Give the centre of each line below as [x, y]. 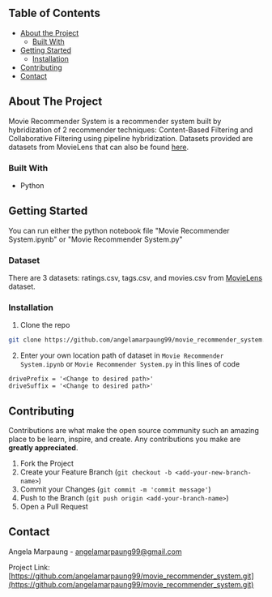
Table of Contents [55, 13]
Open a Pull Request [54, 507]
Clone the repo [45, 325]
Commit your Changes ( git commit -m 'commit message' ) [116, 489]
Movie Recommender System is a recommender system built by [115, 121]
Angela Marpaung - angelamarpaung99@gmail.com [95, 552]
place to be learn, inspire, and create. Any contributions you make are [125, 439]
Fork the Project [47, 464]
